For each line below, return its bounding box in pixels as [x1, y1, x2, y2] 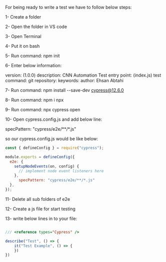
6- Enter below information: [5, 63, 62, 68]
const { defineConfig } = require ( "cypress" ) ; [5, 145, 104, 150]
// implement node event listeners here [18, 168, 104, 173]
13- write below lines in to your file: [5, 215, 77, 221]
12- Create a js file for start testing [5, 205, 76, 212]
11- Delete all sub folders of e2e [5, 196, 70, 202]
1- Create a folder [5, 14, 41, 20]
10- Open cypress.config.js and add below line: [5, 116, 102, 122]
